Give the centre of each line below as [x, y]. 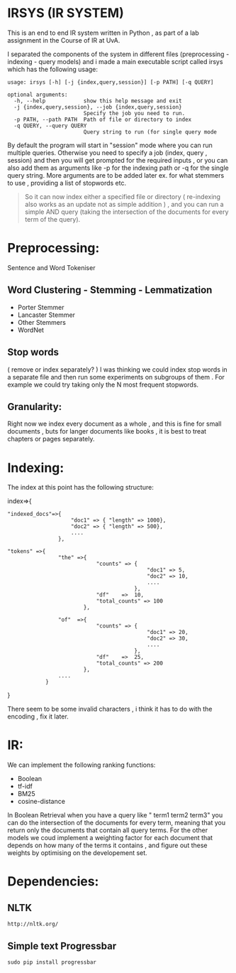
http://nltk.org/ [33, 924]
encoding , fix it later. [38, 716]
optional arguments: [38, 95]
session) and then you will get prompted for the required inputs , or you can [118, 160]
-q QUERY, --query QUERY [50, 126]
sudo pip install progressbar [52, 962]
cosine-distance [41, 802]
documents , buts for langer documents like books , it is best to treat [107, 431]
